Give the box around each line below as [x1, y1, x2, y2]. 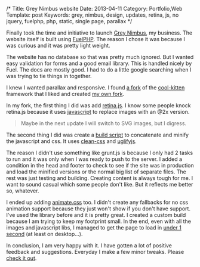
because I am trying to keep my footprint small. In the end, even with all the [6, 218, 191, 225]
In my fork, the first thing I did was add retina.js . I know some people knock [6, 102, 191, 109]
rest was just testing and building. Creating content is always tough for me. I [6, 175, 193, 181]
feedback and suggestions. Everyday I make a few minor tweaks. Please [6, 249, 184, 255]
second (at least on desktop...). [6, 231, 83, 237]
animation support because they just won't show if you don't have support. [6, 205, 191, 212]
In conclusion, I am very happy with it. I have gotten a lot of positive [6, 242, 172, 249]
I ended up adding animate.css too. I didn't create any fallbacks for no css [6, 199, 189, 206]
